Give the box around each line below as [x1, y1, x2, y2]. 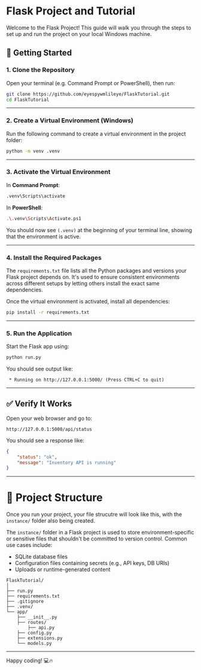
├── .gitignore [6, 599, 44, 605]
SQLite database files [14, 553, 68, 560]
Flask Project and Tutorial [6, 4, 136, 18]
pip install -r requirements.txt [6, 309, 90, 316]
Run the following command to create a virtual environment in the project [6, 130, 186, 137]
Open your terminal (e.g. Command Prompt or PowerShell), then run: [6, 79, 175, 86]
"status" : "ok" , [17, 454, 58, 460]
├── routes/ [17, 620, 47, 626]
